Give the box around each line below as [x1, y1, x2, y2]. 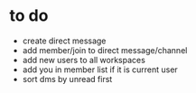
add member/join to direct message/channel [22, 44, 188, 55]
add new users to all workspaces [22, 54, 146, 65]
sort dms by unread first [22, 73, 113, 84]
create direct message [22, 35, 107, 46]
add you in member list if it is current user [22, 64, 178, 75]
